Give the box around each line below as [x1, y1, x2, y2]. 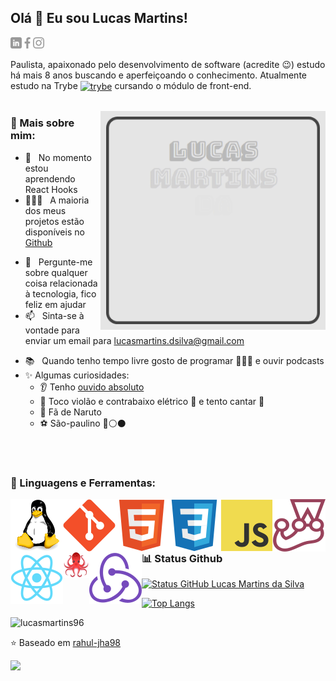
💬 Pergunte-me [24, 256, 93, 268]
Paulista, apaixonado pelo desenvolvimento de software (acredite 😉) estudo [10, 58, 326, 70]
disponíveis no [24, 226, 85, 238]
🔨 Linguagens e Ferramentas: [10, 476, 157, 490]
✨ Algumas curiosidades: [24, 369, 130, 381]
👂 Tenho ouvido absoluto [39, 381, 145, 393]
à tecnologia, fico [24, 287, 97, 300]
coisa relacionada [24, 277, 98, 289]
